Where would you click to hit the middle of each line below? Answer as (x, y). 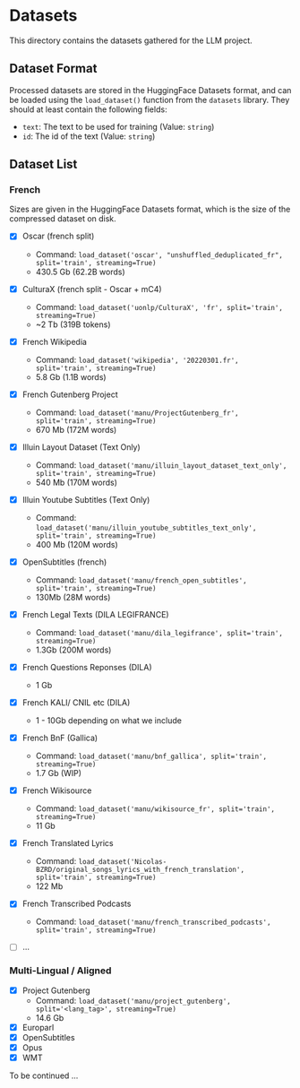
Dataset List (43, 164)
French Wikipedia (55, 341)
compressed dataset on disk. (63, 219)
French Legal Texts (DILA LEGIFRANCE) (95, 614)
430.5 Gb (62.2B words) (80, 272)
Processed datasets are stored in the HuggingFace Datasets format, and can (150, 90)
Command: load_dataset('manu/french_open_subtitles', (141, 580)
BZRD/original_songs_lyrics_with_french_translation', (140, 870)
